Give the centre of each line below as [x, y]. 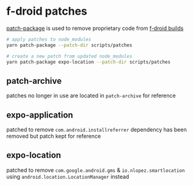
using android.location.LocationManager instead [68, 176]
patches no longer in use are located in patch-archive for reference [91, 95]
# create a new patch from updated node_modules [69, 56]
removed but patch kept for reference [54, 136]
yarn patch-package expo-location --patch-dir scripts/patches [89, 62]
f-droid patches [47, 11]
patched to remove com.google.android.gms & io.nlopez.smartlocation [96, 170]
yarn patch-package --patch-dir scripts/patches [69, 45]
